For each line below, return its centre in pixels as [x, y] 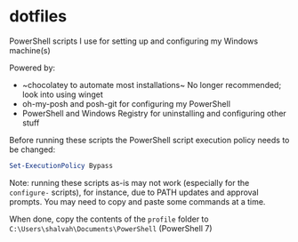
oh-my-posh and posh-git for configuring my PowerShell [126, 103]
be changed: [32, 149]
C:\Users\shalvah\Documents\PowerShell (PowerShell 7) [111, 228]
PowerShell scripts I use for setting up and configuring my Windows [134, 41]
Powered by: [32, 68]
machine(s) [30, 50]
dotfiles [38, 16]
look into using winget [63, 94]
